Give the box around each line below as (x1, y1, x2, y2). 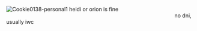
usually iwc (6, 18, 34, 25)
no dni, (174, 12, 192, 19)
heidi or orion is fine (68, 6, 119, 13)
